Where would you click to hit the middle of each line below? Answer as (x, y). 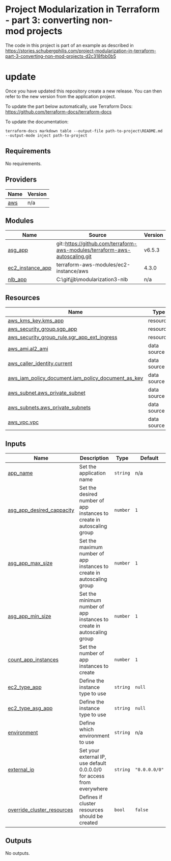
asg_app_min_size (30, 616)
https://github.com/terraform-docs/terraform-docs (59, 111)
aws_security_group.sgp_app (42, 329)
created (89, 823)
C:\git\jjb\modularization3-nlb (92, 280)
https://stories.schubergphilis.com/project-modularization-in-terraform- (81, 51)
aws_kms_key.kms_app (36, 321)
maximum (91, 547)
